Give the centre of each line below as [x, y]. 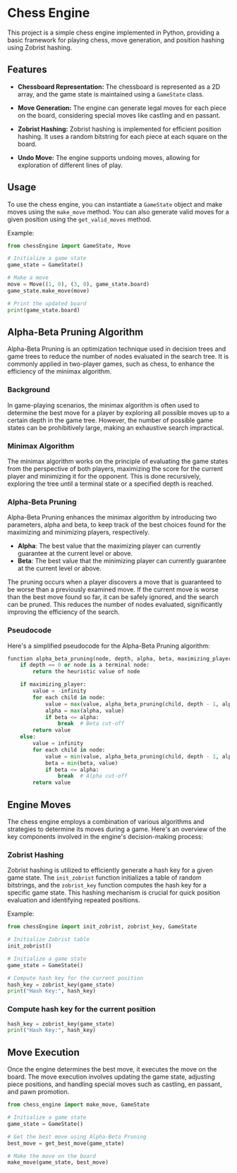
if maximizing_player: [53, 684]
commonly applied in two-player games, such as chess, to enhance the [111, 364]
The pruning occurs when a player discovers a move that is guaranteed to [115, 582]
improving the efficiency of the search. [63, 612]
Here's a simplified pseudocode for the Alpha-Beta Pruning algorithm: [109, 646]
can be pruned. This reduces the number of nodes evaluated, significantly [115, 605]
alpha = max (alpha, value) [85, 711]
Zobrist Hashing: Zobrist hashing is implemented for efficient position [119, 129]
